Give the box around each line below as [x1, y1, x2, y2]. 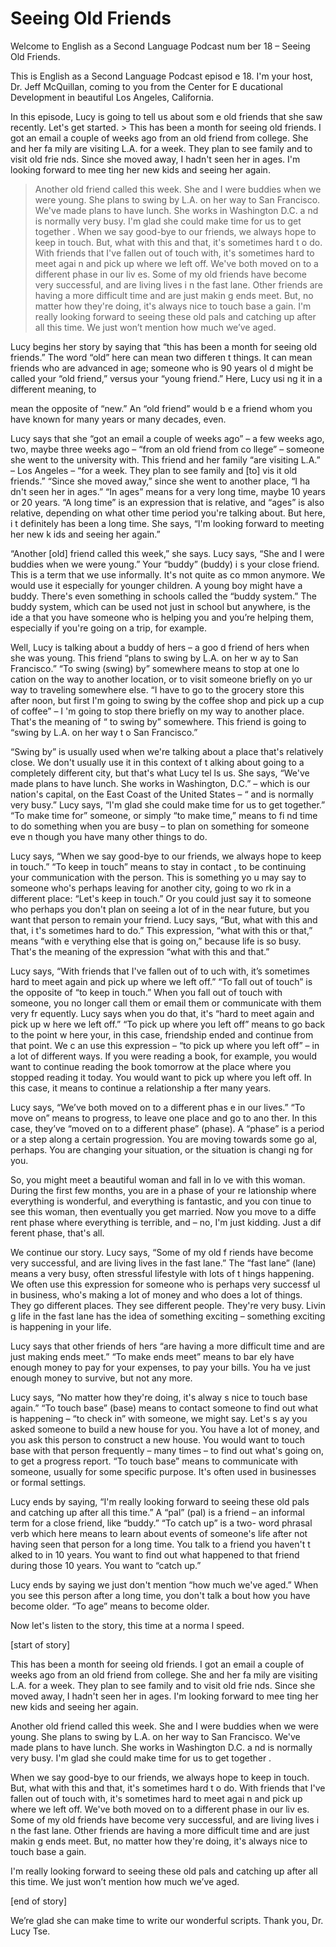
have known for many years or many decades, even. [10, 413, 227, 425]
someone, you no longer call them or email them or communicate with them [10, 997, 322, 1009]
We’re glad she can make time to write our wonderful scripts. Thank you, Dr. [10, 1914, 324, 1926]
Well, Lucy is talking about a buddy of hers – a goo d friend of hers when [10, 641, 310, 653]
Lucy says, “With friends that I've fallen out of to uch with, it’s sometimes [10, 965, 310, 977]
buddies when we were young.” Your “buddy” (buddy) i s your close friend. [10, 558, 320, 570]
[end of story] [10, 1895, 68, 1907]
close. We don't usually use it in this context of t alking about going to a [10, 756, 305, 768]
